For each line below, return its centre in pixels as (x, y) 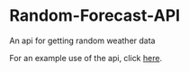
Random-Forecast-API (95, 16)
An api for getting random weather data (82, 40)
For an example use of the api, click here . (86, 58)
